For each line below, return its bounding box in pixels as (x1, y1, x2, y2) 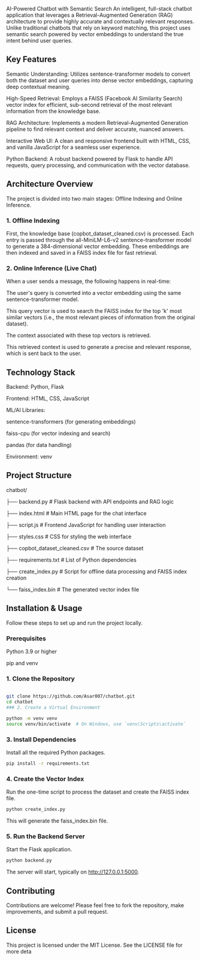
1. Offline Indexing (6, 216, 60, 225)
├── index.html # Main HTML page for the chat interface (6, 509, 147, 517)
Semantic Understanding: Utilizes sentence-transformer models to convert (6, 70, 190, 77)
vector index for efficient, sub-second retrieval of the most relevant (6, 101, 172, 108)
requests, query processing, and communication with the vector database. (6, 162, 190, 169)
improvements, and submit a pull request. (6, 908, 109, 915)
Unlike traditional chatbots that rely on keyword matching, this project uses (6, 24, 191, 31)
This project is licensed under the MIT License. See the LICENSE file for (6, 941, 183, 949)
